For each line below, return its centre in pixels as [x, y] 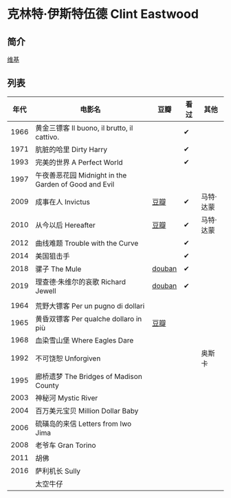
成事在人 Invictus [63, 202]
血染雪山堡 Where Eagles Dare [85, 340]
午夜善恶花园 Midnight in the [81, 175]
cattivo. [47, 137]
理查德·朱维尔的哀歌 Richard [80, 281]
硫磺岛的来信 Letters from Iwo [84, 424]
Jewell [46, 291]
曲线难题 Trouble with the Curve [87, 243]
